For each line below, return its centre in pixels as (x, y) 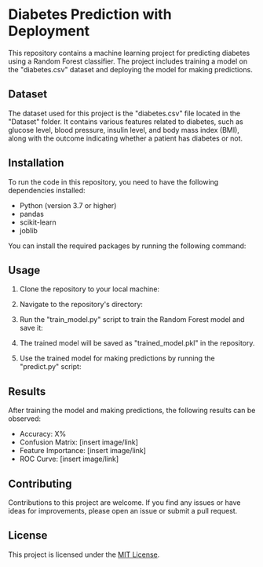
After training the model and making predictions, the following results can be (132, 411)
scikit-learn (38, 222)
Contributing (40, 483)
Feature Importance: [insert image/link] (83, 451)
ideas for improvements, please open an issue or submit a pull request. (123, 511)
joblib (28, 230)
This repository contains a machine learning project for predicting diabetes (129, 53)
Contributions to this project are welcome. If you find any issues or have (124, 503)
